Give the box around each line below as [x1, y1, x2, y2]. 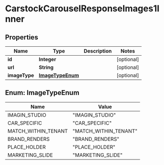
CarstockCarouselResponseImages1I [5, 3, 160, 14]
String [38, 64, 54, 70]
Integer [38, 56, 57, 63]
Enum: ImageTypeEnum [5, 89, 80, 97]
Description [83, 48, 112, 54]
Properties [5, 33, 38, 41]
